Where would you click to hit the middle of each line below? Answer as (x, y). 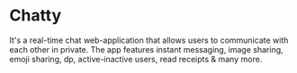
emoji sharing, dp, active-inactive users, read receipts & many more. (136, 59)
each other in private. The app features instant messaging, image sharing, (146, 49)
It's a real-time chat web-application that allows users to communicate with (149, 40)
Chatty (36, 16)
